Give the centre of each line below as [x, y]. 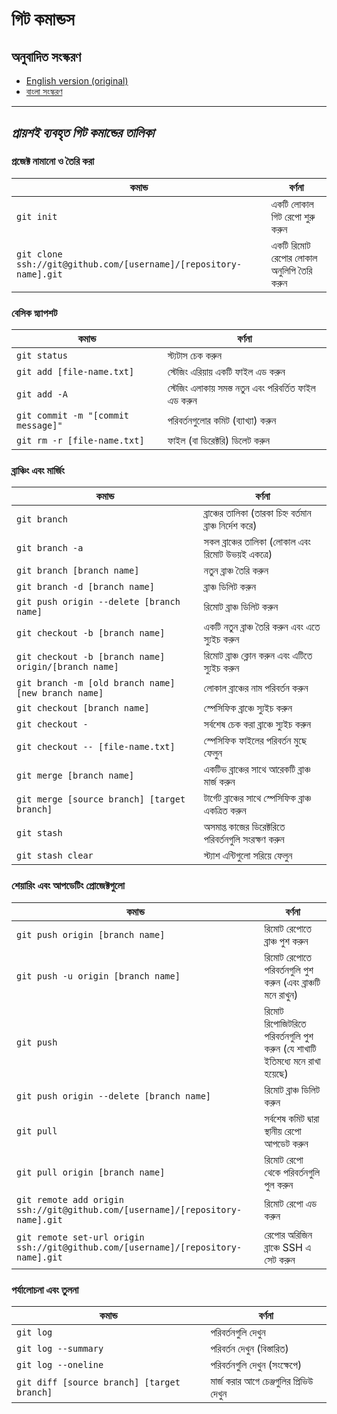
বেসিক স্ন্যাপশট [34, 313]
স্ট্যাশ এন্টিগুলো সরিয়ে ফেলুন [248, 856]
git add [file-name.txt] [75, 371]
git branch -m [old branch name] [96, 683]
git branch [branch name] [78, 571]
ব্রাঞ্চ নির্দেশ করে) [230, 526]
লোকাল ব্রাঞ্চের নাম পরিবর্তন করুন [256, 688]
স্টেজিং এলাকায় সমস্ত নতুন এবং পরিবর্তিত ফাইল [241, 388]
